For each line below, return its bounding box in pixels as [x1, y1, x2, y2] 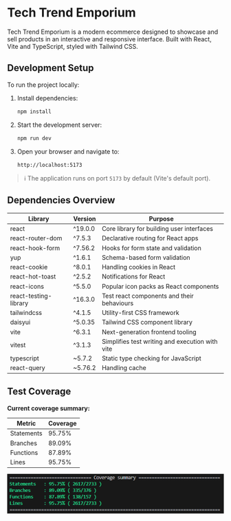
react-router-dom [10, 234, 63, 243]
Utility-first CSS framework [102, 309, 180, 317]
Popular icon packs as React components [102, 282, 219, 290]
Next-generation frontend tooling [102, 327, 197, 336]
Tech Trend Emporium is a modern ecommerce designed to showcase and [7, 28, 219, 36]
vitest [10, 341, 26, 349]
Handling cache [102, 364, 146, 372]
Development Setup [7, 62, 94, 74]
